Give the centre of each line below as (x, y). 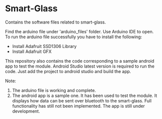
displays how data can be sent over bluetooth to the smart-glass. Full (82, 100)
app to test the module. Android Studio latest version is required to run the (80, 66)
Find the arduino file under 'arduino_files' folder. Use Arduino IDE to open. (80, 31)
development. (26, 111)
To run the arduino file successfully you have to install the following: (74, 37)
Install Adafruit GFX (32, 51)
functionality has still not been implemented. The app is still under (79, 106)
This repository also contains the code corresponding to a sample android (80, 61)
